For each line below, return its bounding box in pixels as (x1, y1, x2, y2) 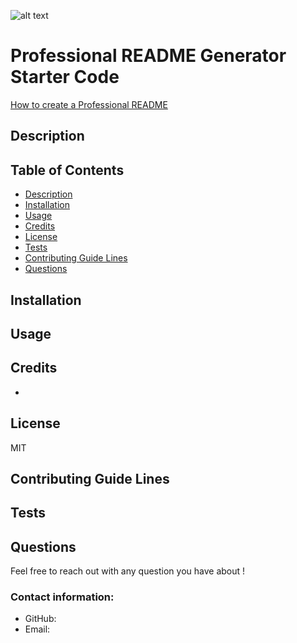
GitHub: (24, 613, 57, 625)
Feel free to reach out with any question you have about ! (10, 565, 246, 577)
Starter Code (10, 66, 120, 89)
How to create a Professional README (10, 98, 168, 110)
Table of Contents (10, 161, 125, 179)
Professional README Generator (10, 45, 287, 67)
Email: (24, 623, 51, 635)
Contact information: (10, 590, 115, 604)
